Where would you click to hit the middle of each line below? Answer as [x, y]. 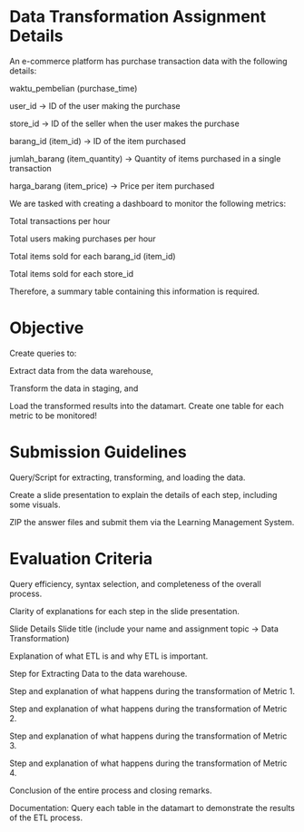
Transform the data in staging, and [74, 388]
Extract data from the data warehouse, [82, 370]
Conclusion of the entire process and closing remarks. [111, 790]
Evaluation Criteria [81, 559]
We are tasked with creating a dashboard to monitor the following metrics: [148, 203]
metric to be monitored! [54, 416]
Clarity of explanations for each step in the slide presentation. [125, 611]
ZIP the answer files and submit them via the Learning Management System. [152, 522]
